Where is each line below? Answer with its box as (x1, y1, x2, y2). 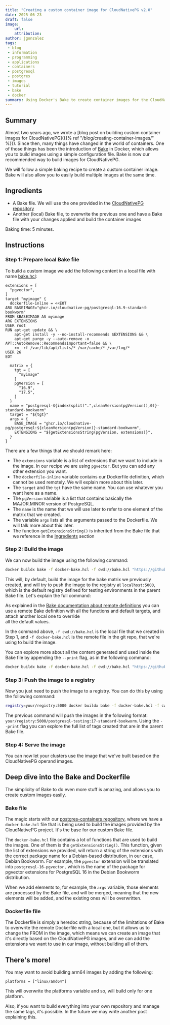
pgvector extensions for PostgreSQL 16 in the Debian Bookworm (5, 869, 140, 875)
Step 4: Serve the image (5, 741, 66, 748)
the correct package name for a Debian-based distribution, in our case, (5, 853, 154, 859)
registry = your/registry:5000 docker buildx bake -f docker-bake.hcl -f (5, 703, 159, 708)
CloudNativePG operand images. (5, 758, 74, 764)
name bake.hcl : (5, 273, 37, 279)
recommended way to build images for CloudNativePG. (5, 157, 120, 163)
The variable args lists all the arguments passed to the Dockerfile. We (12, 517, 158, 523)
